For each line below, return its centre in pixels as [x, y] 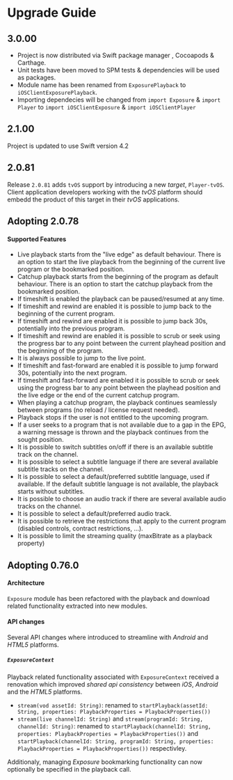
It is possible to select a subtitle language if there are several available [118, 462]
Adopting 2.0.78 [43, 221]
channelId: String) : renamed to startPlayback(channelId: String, [114, 726]
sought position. [40, 440]
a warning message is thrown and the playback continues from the [113, 432]
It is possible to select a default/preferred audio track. [94, 514]
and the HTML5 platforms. [45, 691]
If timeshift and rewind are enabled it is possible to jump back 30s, [112, 321]
